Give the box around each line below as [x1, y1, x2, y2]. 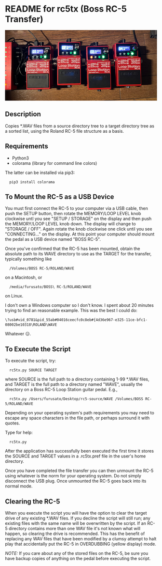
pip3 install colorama [9, 179, 55, 185]
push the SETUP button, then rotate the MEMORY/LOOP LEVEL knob [5, 211, 141, 217]
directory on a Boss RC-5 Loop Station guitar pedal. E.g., [5, 387, 118, 393]
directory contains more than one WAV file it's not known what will [9, 526, 141, 532]
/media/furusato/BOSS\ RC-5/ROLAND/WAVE [9, 284, 92, 289]
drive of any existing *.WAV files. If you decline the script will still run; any [5, 515, 150, 521]
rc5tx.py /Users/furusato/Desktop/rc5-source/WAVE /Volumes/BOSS [9, 396, 144, 402]
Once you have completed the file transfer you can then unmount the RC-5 [5, 468, 154, 473]
